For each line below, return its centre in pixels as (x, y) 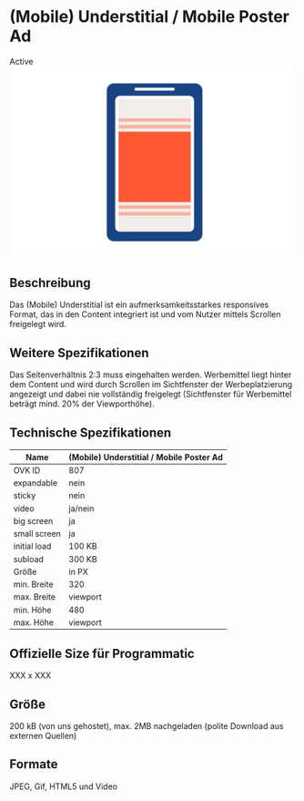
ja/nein (81, 508)
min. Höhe (32, 610)
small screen (37, 534)
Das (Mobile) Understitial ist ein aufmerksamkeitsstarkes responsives (139, 305)
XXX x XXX (30, 675)
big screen (33, 520)
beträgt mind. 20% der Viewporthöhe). (82, 404)
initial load (32, 546)
